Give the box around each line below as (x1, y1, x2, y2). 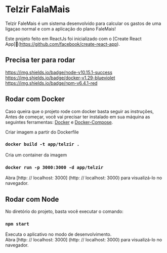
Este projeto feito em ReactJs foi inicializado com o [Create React (5, 36, 142, 42)
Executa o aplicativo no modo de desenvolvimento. (5, 231, 112, 237)
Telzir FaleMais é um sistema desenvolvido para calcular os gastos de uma (5, 20, 161, 26)
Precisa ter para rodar (5, 56, 75, 65)
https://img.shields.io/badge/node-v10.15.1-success (5, 69, 113, 75)
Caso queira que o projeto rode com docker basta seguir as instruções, (5, 108, 154, 114)
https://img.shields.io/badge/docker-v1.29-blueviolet (5, 75, 115, 81)
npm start (5, 221, 29, 227)
